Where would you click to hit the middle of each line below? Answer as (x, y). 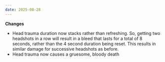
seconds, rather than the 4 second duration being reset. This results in (84, 44)
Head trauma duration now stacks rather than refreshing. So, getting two (86, 33)
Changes (15, 24)
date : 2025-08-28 (23, 10)
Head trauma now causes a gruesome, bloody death (66, 54)
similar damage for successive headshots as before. (65, 49)
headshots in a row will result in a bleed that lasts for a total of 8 (77, 38)
